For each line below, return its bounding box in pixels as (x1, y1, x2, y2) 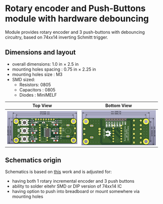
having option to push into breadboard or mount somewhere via (12, 189, 140, 194)
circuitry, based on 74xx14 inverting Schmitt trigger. (5, 34, 108, 40)
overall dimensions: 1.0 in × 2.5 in (12, 61, 79, 67)
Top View (32, 102, 52, 109)
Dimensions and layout (5, 48, 76, 57)
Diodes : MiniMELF (19, 92, 57, 98)
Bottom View (105, 102, 132, 109)
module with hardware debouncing (5, 13, 149, 24)
